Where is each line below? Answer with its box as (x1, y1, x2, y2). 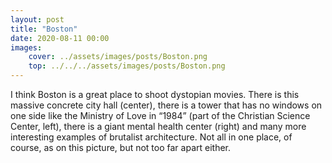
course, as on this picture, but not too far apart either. (10, 142, 232, 153)
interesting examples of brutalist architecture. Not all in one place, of (10, 131, 293, 143)
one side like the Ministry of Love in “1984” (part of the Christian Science (10, 110, 311, 121)
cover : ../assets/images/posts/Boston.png (28, 52, 208, 62)
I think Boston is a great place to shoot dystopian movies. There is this (10, 89, 300, 100)
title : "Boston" (10, 24, 78, 34)
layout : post (10, 14, 65, 25)
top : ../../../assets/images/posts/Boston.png (28, 61, 226, 71)
